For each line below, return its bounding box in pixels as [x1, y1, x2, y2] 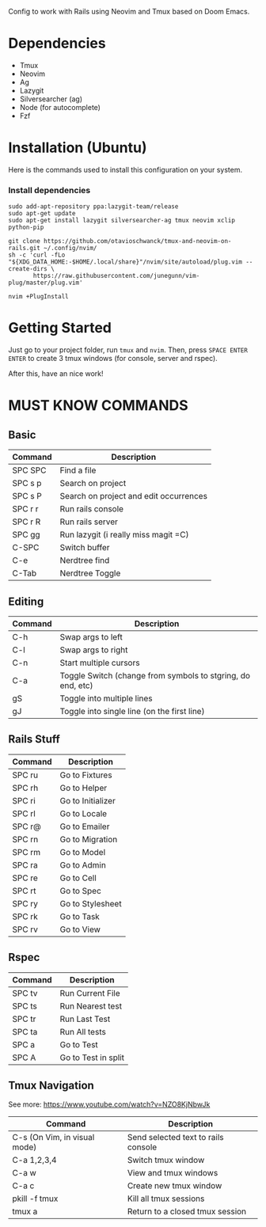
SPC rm [12, 846, 41, 857]
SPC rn [12, 834, 39, 845]
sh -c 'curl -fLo [8, 251, 66, 260]
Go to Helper [59, 782, 108, 793]
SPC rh [12, 782, 39, 793]
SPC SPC [12, 465, 47, 476]
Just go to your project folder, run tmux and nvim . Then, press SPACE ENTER [8, 345, 248, 355]
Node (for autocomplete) [19, 102, 101, 112]
